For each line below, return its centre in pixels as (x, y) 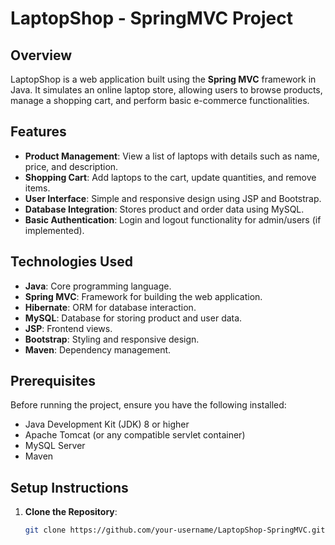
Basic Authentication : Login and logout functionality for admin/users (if (173, 219)
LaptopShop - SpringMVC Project (151, 18)
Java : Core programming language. (98, 286)
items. (37, 188)
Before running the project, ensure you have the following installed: (148, 405)
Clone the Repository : (71, 512)
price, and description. (71, 166)
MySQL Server (55, 446)
